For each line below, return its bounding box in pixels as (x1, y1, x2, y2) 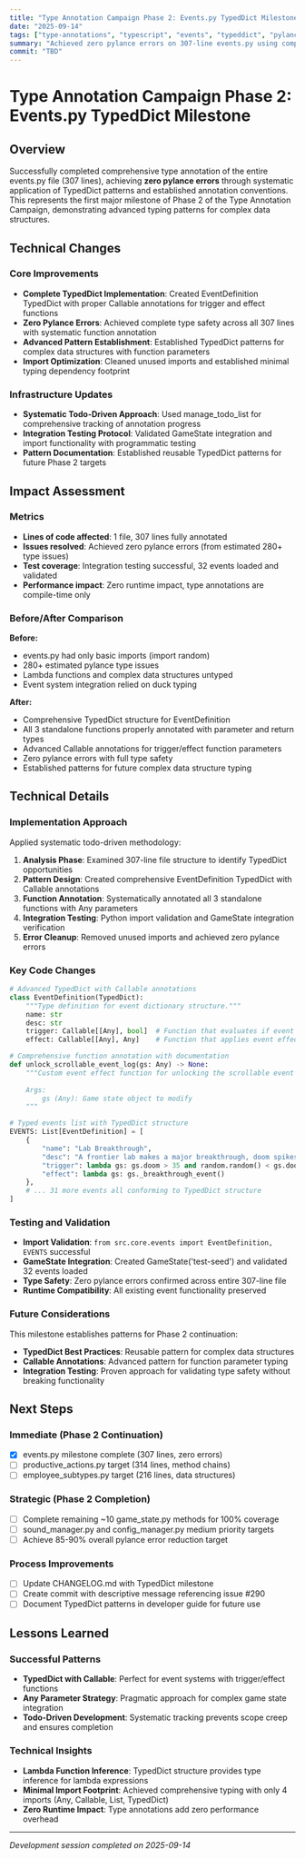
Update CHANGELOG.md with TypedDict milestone (22, 1578, 214, 1589)
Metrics (9, 511, 44, 523)
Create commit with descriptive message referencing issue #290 (22, 1588, 266, 1599)
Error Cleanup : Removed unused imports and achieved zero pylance (22, 931, 280, 942)
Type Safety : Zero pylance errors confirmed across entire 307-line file (22, 1276, 287, 1287)
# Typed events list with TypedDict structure (9, 1118, 189, 1128)
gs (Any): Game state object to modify (42, 1094, 193, 1103)
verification (22, 921, 65, 932)
